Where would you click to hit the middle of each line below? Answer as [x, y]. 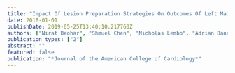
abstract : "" [26, 46]
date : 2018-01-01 [33, 20]
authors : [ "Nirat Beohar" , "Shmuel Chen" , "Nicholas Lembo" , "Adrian [111, 33]
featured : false [31, 53]
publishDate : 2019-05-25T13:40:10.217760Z [70, 26]
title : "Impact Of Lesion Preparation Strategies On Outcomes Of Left [112, 14]
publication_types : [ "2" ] [45, 40]
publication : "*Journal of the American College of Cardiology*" [104, 59]
